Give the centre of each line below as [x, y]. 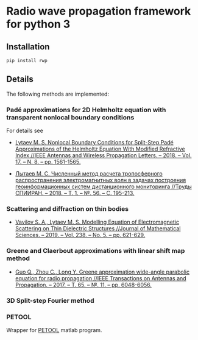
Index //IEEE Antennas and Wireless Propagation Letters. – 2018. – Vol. [103, 155]
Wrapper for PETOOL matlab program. [54, 330]
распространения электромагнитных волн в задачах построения [101, 180]
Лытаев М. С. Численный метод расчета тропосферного [89, 174]
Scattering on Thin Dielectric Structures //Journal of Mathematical [98, 228]
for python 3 [38, 24]
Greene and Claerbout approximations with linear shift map [96, 251]
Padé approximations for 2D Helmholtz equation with [86, 110]
